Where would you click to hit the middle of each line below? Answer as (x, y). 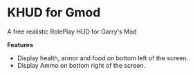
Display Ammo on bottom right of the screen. (81, 65)
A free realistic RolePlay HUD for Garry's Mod (72, 31)
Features (20, 45)
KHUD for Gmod (54, 13)
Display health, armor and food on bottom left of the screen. (103, 58)
